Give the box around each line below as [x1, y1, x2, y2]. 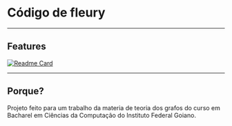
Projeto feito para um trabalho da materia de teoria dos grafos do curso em [7, 103, 221, 112]
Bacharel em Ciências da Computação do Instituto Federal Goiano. [7, 111, 197, 119]
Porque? [7, 85, 44, 97]
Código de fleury [7, 5, 106, 21]
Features [7, 41, 46, 52]
